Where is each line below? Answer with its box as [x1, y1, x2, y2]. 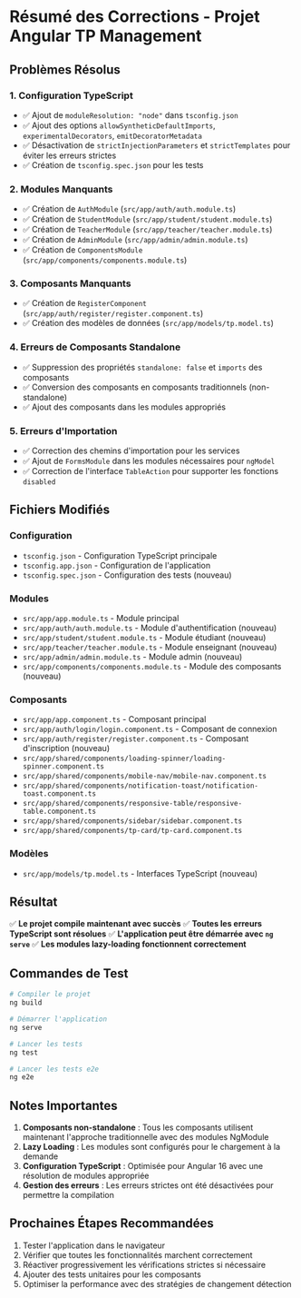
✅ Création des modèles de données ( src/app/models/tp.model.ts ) [22, 318, 275, 329]
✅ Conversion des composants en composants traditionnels [22, 381, 248, 392]
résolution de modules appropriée [22, 1170, 150, 1182]
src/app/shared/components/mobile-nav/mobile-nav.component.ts [22, 772, 267, 781]
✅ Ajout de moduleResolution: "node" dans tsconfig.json [22, 109, 238, 120]
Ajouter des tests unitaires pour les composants [22, 1269, 201, 1280]
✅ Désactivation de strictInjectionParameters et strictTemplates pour [22, 139, 291, 151]
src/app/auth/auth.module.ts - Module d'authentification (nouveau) [22, 622, 277, 633]
